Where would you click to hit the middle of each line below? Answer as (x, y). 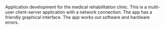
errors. (12, 22)
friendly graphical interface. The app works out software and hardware (78, 17)
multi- (154, 7)
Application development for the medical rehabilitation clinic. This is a (76, 7)
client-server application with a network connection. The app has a (84, 12)
